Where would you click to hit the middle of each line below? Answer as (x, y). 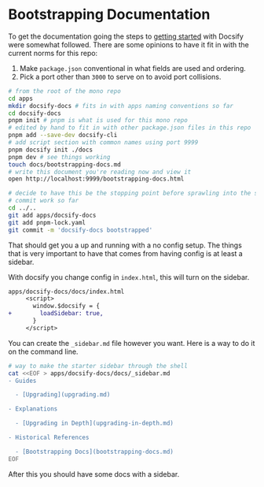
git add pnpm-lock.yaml (47, 222)
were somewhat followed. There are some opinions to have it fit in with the (129, 44)
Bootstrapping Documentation (109, 15)
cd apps (21, 99)
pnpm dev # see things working (59, 157)
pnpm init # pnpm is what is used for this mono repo (98, 121)
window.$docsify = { (66, 306)
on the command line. (43, 351)
